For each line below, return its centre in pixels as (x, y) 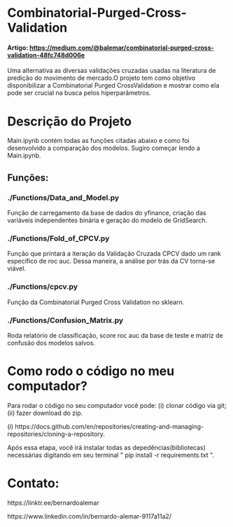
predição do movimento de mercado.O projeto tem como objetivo (101, 78)
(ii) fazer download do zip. (45, 413)
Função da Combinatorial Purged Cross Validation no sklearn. (96, 302)
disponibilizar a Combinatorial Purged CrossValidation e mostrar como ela (113, 85)
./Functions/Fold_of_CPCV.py (58, 238)
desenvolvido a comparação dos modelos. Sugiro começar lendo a (104, 148)
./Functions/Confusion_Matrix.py (65, 320)
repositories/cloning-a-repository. (56, 434)
